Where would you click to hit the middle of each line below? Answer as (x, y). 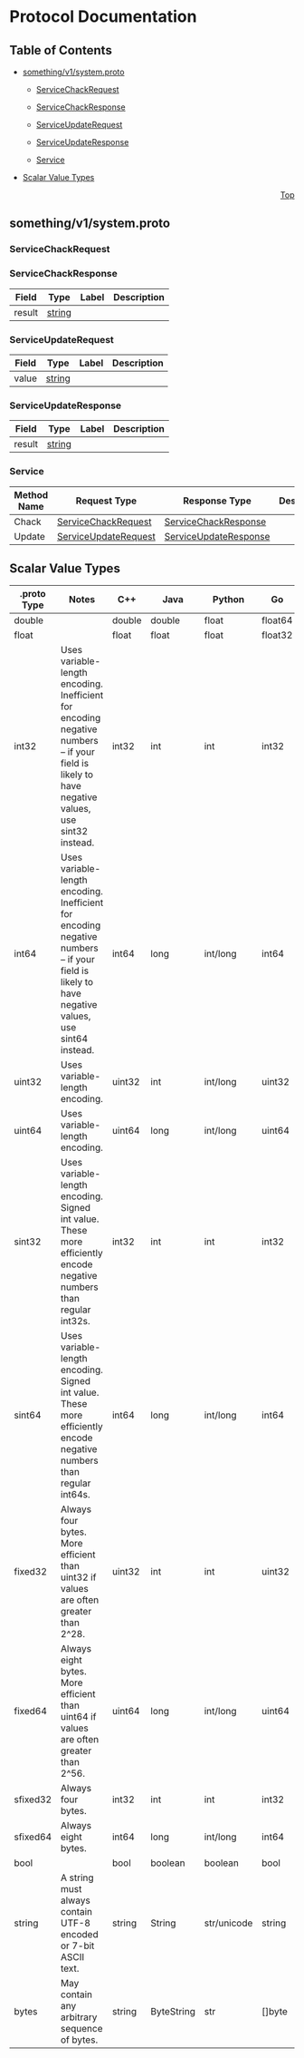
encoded (79, 1935)
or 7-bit (77, 1946)
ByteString (173, 2012)
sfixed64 (33, 1837)
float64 (277, 620)
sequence (81, 2029)
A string (77, 1878)
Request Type (106, 501)
